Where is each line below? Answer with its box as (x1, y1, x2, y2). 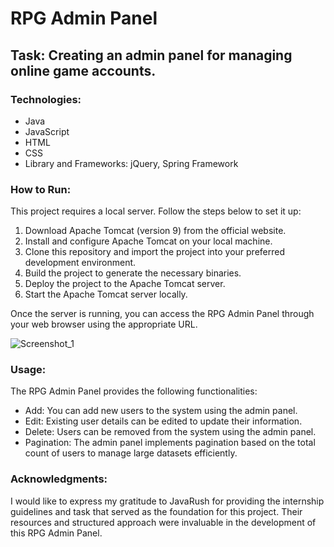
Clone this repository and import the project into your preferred (24, 246, 286, 258)
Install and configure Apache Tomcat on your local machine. (24, 235, 273, 247)
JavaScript (24, 125, 70, 137)
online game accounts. (10, 62, 157, 79)
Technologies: (10, 92, 82, 106)
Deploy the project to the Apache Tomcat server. (24, 278, 226, 290)
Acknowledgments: (10, 472, 108, 486)
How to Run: (10, 182, 72, 196)
